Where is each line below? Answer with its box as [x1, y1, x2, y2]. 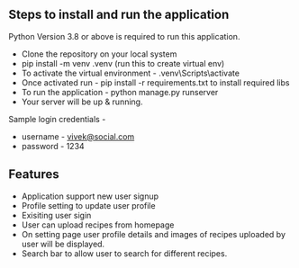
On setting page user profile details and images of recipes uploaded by [21, 228, 285, 239]
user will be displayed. [21, 238, 105, 249]
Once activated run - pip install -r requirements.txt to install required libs [21, 76, 290, 88]
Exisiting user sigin [21, 210, 92, 220]
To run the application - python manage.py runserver [21, 86, 219, 97]
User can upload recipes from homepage [21, 219, 175, 230]
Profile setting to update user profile [21, 200, 156, 210]
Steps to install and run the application [8, 7, 230, 22]
